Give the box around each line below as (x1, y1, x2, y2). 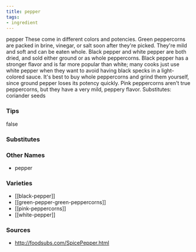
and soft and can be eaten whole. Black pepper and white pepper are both (6, 48, 187, 55)
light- (161, 67, 175, 74)
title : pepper (6, 8, 41, 15)
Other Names (6, 151, 45, 159)
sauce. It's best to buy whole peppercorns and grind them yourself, (25, 73, 190, 80)
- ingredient (6, 19, 38, 25)
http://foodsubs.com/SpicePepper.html (14, 240, 109, 247)
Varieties (6, 179, 32, 187)
